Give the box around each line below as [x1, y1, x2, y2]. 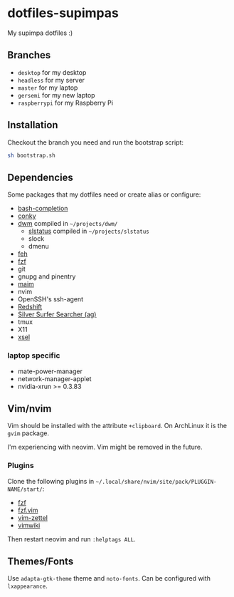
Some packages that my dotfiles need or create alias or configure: [7, 190, 201, 199]
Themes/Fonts [7, 556, 74, 568]
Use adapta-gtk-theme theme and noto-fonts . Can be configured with [7, 574, 211, 583]
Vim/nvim [7, 403, 52, 415]
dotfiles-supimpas [7, 5, 119, 21]
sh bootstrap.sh [7, 152, 55, 159]
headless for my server [17, 76, 85, 84]
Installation [7, 119, 58, 131]
